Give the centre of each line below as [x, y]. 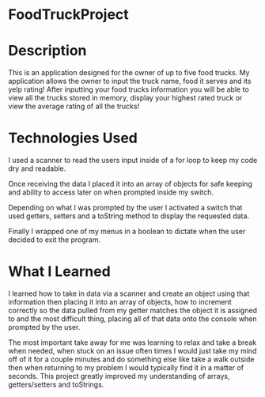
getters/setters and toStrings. [56, 384]
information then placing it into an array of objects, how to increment [120, 302]
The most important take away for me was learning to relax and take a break [132, 342]
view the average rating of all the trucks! [74, 106]
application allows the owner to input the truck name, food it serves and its [130, 81]
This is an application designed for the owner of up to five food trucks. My [129, 73]
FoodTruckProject [68, 15]
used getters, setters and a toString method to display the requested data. [129, 216]
